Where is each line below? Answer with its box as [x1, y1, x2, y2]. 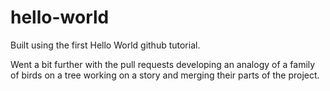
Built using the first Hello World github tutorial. [10, 39, 201, 51]
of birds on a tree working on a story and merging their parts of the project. [10, 69, 320, 81]
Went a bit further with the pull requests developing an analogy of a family [10, 58, 316, 70]
